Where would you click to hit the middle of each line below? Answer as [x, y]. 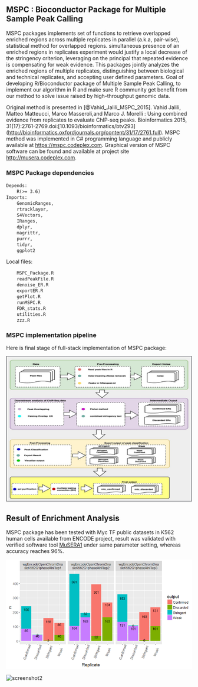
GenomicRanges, [35, 204]
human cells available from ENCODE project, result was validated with [91, 538]
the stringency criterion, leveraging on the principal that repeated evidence [97, 58]
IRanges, [27, 221]
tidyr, [25, 245]
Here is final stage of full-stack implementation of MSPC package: [86, 348]
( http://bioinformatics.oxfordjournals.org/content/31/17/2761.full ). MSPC [93, 132]
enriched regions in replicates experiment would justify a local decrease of [97, 52]
